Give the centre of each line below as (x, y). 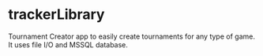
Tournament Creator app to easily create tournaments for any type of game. (131, 36)
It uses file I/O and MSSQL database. (68, 44)
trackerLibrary (56, 15)
